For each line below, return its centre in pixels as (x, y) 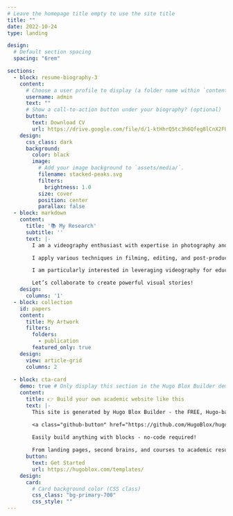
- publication (58, 341)
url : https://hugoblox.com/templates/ (88, 469)
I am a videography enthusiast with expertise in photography (124, 245)
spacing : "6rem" (37, 59)
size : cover (55, 194)
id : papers (35, 309)
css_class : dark (49, 142)
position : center (63, 200)
